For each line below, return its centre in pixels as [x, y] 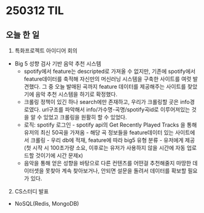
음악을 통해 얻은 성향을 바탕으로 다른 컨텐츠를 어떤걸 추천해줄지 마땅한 [108, 163]
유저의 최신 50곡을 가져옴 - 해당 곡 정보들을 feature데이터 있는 [99, 133]
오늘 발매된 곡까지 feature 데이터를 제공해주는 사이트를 [120, 87]
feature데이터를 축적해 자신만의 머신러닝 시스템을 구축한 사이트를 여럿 [108, 79]
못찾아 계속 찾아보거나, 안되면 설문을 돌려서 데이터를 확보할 [116, 171]
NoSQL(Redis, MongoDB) [47, 204]
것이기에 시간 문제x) [59, 155]
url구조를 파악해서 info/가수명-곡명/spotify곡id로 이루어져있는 [116, 110]
